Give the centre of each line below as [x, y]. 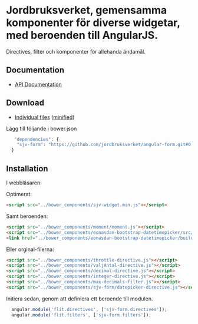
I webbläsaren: [24, 183]
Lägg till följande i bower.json [42, 128]
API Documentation [38, 84]
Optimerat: [19, 194]
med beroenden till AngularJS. [82, 35]
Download [25, 103]
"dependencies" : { [37, 139]
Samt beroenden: [27, 216]
